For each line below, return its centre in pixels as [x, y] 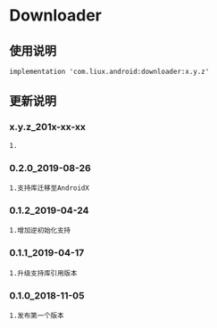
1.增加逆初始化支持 [40, 231]
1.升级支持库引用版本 [43, 273]
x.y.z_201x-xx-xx [48, 127]
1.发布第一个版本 [37, 316]
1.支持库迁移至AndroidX [49, 188]
